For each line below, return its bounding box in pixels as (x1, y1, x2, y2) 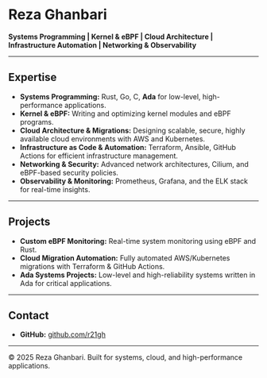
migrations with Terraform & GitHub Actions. (19, 261, 165, 271)
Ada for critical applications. (19, 278, 113, 287)
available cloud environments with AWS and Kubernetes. (19, 133, 205, 144)
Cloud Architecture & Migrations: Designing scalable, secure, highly (19, 125, 246, 135)
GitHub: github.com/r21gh (19, 330, 106, 339)
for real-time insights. (19, 184, 91, 194)
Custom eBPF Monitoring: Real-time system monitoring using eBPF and (19, 236, 257, 245)
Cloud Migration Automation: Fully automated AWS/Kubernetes (19, 253, 230, 263)
